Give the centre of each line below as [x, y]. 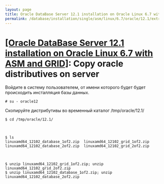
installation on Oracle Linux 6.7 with [79, 53]
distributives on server [52, 74]
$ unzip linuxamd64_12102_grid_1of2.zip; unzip [54, 164]
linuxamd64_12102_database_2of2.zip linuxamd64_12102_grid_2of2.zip [77, 146]
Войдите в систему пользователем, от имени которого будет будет [75, 87]
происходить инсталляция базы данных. [47, 93]
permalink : [16, 19]
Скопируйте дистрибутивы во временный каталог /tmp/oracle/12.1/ [75, 111]
